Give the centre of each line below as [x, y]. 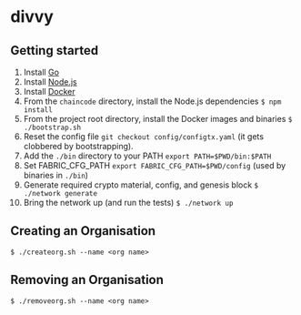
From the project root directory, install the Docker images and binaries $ [158, 119]
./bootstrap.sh [52, 127]
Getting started [55, 51]
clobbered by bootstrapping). [79, 146]
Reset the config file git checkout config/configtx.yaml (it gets [144, 137]
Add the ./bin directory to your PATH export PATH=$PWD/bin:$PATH [147, 156]
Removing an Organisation [87, 280]
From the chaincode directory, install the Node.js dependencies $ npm [152, 101]
